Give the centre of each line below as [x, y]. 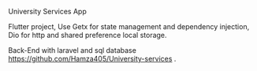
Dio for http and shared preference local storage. [88, 35]
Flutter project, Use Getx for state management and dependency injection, [129, 26]
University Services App [47, 11]
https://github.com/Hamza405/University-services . [92, 59]
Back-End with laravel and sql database [72, 50]
